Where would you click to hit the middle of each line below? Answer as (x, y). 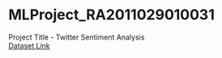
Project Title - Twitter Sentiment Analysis (77, 37)
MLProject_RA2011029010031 (111, 15)
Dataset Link (29, 45)
